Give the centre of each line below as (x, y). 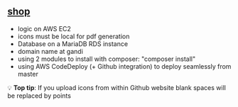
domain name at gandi (50, 51)
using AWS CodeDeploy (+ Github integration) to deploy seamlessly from (124, 66)
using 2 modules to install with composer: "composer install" (107, 59)
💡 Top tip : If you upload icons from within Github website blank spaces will (117, 87)
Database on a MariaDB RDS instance (73, 44)
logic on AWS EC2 (44, 28)
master (28, 74)
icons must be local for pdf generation (74, 36)
